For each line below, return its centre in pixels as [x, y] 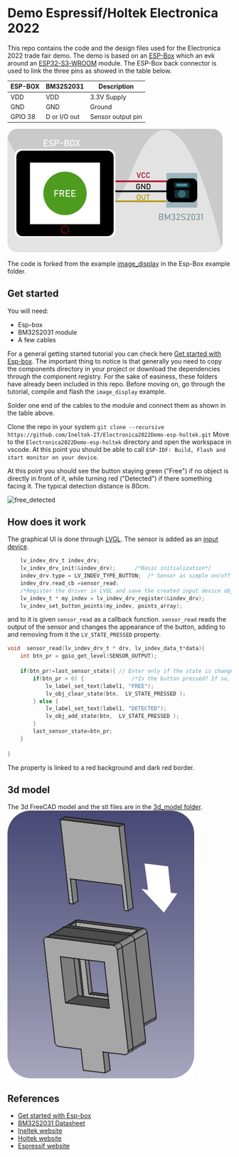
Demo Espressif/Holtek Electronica [113, 13]
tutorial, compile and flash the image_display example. [87, 391]
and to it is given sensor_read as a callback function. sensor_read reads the [117, 619]
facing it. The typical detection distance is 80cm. [79, 485]
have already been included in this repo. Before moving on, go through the [116, 384]
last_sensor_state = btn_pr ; [73, 731]
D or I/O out [63, 117]
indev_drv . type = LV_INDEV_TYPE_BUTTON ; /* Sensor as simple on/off [126, 576]
